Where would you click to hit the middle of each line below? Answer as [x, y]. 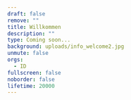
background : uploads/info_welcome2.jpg [66, 46]
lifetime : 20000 [31, 86]
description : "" [31, 33]
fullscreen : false [34, 73]
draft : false [26, 14]
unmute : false [28, 54]
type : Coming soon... [39, 40]
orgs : [15, 60]
